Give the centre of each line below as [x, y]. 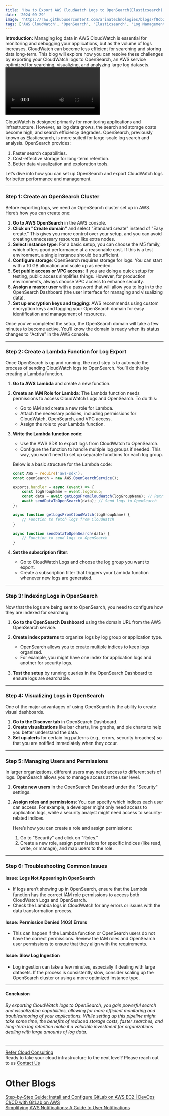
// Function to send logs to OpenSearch [65, 538]
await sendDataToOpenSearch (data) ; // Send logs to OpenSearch [90, 501]
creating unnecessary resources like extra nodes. [64, 239]
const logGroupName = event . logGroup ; [62, 492]
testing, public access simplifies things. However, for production [79, 276]
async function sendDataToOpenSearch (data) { [61, 533]
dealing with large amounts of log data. [46, 1032]
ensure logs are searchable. [41, 678]
